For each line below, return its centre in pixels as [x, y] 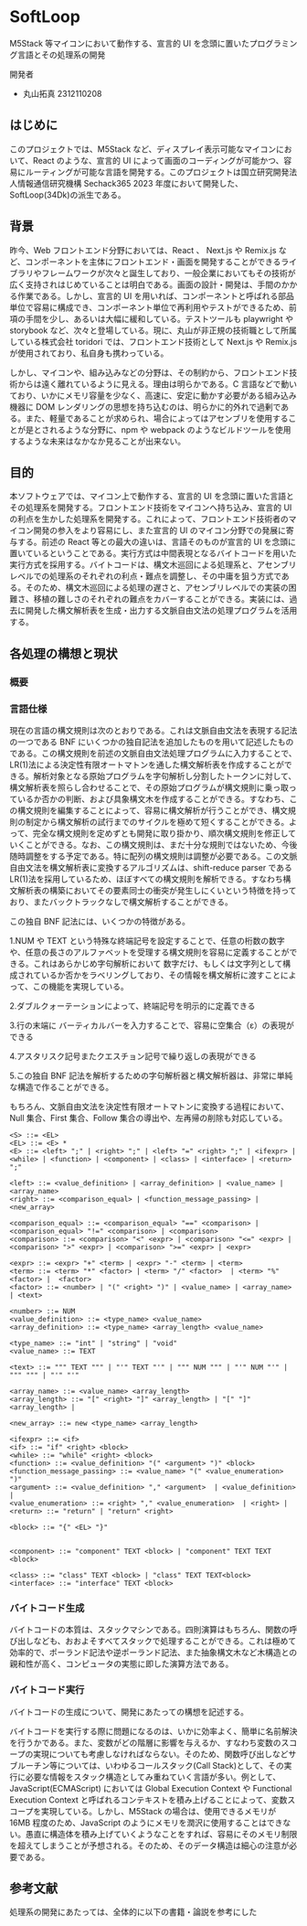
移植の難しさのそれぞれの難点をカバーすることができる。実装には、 [161, 599]
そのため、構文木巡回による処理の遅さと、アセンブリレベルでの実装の [157, 588]
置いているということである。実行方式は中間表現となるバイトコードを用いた [153, 553]
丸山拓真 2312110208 [62, 93]
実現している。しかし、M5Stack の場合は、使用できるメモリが [159, 1811]
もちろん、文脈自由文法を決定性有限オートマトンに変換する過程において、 [149, 1106]
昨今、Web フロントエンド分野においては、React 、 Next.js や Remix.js [143, 250]
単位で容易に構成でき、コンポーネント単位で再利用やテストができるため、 [149, 307]
